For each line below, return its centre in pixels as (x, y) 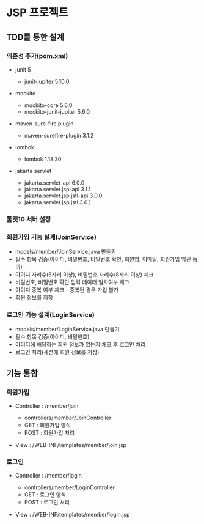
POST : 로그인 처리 (47, 503)
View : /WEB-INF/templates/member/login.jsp (72, 515)
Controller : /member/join (47, 406)
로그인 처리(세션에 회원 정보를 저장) (57, 352)
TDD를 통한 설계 (35, 37)
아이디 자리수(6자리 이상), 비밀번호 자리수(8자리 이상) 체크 (84, 275)
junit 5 (23, 69)
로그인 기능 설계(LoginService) (50, 315)
